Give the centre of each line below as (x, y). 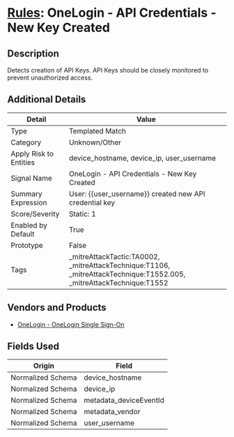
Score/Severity (35, 214)
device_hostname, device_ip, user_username (142, 158)
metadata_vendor (112, 412)
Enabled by (29, 225)
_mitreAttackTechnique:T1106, (119, 265)
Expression (29, 202)
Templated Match (97, 131)
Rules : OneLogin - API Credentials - (112, 13)
